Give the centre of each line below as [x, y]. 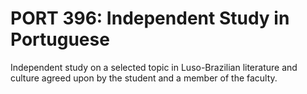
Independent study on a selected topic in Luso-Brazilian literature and [154, 67]
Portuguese [60, 39]
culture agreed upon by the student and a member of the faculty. [144, 78]
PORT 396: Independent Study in [150, 18]
